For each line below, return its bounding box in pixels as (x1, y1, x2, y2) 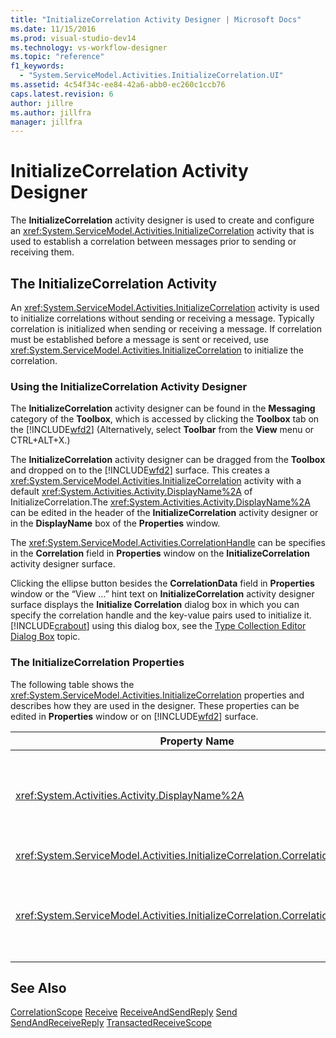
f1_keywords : (10, 61, 65, 71)
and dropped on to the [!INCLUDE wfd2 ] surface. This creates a (10, 464, 270, 476)
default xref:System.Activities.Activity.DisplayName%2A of (10, 486, 253, 498)
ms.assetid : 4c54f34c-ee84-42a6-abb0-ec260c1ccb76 (10, 80, 226, 90)
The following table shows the (10, 678, 135, 690)
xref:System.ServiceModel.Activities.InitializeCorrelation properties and (10, 689, 305, 701)
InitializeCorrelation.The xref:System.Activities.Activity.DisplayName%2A (10, 496, 311, 508)
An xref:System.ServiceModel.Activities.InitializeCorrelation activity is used (10, 302, 320, 313)
